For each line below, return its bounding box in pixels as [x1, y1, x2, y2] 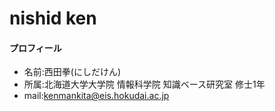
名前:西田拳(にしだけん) [23, 66, 122, 78]
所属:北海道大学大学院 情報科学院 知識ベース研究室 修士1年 [23, 78, 266, 91]
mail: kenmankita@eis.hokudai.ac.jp [23, 90, 170, 102]
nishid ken [9, 7, 97, 30]
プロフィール [9, 42, 62, 54]
